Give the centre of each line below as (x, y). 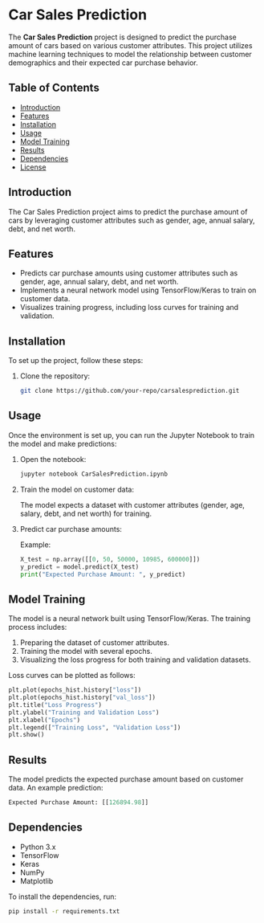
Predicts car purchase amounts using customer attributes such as (129, 273)
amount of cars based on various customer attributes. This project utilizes (130, 45)
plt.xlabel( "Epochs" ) (45, 720)
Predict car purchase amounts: (71, 529)
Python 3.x (38, 847)
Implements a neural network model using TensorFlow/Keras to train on (138, 290)
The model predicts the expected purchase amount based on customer (126, 779)
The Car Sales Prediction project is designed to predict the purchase (122, 37)
